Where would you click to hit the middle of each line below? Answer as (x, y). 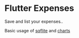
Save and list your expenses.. (34, 21)
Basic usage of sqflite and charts (38, 30)
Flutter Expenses (39, 8)
